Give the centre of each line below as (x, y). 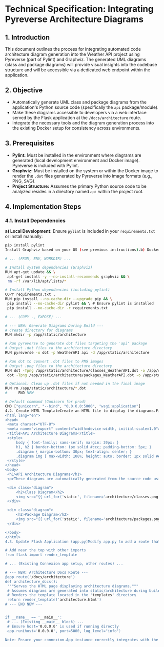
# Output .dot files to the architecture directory (59, 348)
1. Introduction (27, 37)
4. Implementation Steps (43, 207)
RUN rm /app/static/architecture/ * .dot (46, 388)
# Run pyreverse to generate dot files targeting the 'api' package (76, 344)
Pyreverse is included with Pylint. (45, 165)
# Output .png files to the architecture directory (59, 366)
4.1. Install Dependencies (35, 221)
